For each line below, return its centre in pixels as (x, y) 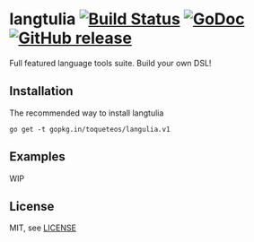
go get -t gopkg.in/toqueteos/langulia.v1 (90, 129)
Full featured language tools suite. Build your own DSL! (110, 63)
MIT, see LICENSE (43, 228)
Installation (41, 91)
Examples (37, 157)
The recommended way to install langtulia (87, 113)
